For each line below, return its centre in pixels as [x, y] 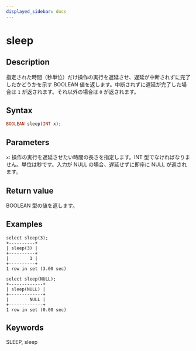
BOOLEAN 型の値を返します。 [42, 205]
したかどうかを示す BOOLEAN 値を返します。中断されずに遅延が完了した [94, 84]
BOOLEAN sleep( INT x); [34, 124]
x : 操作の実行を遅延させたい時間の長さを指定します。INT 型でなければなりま [98, 157]
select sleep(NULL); [31, 279]
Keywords [25, 328]
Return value [30, 190]
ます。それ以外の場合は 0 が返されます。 [91, 92]
